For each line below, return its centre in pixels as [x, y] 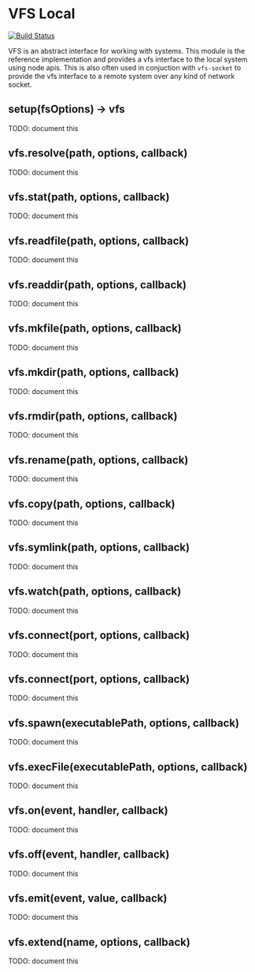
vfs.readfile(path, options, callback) [99, 240]
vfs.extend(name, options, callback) [99, 942]
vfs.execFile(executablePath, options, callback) [128, 767]
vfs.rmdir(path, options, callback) [93, 417]
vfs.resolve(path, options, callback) [98, 154]
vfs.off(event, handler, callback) [89, 855]
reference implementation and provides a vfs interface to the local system [128, 59]
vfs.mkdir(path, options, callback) [94, 372]
